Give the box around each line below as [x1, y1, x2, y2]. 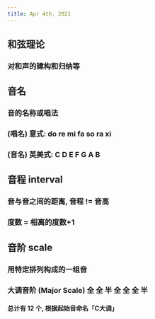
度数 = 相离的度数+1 [7, 217, 75, 227]
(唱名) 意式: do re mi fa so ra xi [7, 129, 112, 139]
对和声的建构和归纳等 [7, 61, 80, 71]
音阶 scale [7, 241, 53, 253]
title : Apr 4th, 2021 [7, 10, 71, 18]
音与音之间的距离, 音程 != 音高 [7, 197, 110, 207]
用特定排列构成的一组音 [7, 265, 87, 274]
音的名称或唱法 [7, 108, 59, 118]
